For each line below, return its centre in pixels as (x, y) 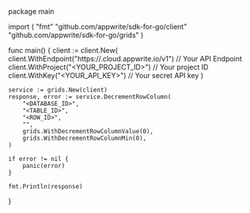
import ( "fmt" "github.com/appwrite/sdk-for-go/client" (98, 26)
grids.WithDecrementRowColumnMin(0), (85, 138)
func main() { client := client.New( (63, 50)
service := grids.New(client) (58, 90)
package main (31, 11)
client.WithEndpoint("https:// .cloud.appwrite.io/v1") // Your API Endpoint (125, 59)
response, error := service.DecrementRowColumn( (90, 97)
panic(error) (44, 166)
